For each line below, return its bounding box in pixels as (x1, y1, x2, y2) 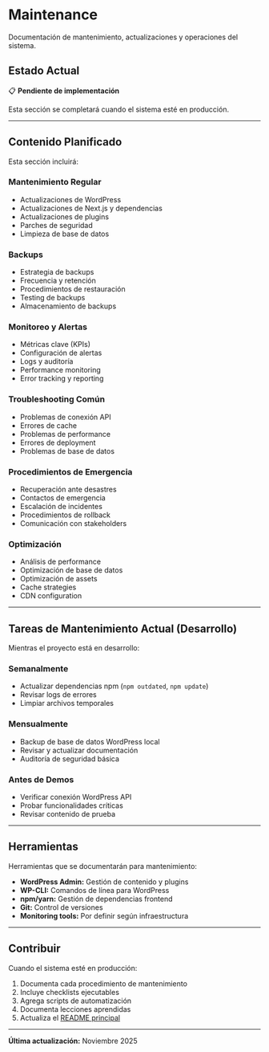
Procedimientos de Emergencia (8, 466, 133, 477)
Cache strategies (19, 582, 77, 592)
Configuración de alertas (19, 348, 102, 358)
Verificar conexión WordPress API (19, 793, 132, 802)
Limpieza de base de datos (19, 229, 110, 239)
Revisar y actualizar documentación (19, 745, 139, 755)
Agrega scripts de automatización (19, 996, 132, 1005)
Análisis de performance (19, 557, 102, 567)
